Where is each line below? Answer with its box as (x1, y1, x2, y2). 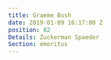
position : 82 (8, 26, 51, 34)
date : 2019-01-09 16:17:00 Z (8, 19, 103, 26)
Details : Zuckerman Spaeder (8, 33, 100, 41)
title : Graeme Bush (8, 11, 72, 19)
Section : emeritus (8, 41, 68, 48)
